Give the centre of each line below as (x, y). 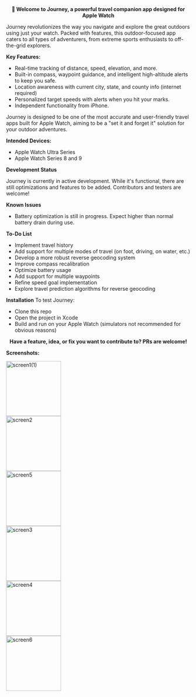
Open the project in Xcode (46, 318)
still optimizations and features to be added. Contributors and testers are (94, 187)
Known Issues (24, 205)
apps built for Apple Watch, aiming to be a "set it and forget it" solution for (95, 123)
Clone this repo (33, 311)
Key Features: (23, 57)
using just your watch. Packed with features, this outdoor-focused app (91, 33)
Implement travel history (44, 245)
